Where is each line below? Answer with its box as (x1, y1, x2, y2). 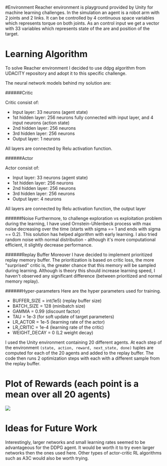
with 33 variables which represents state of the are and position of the (5, 26, 150, 32)
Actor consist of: (5, 165, 39, 171)
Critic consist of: (5, 99, 39, 105)
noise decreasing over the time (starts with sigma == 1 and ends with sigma (5, 225, 161, 232)
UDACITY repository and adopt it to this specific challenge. (5, 70, 127, 76)
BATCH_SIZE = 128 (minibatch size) (12, 303, 86, 309)
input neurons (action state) (12, 120, 70, 126)
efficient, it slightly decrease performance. (5, 242, 93, 248)
